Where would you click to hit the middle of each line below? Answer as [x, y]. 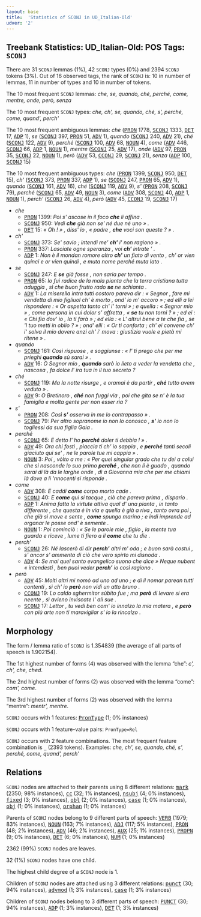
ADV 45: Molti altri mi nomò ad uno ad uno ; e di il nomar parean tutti [109, 580]
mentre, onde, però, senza [39, 100]
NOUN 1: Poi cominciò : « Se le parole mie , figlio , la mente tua [100, 529]
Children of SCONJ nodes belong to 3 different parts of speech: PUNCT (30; [97, 901]
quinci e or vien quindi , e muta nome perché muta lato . [93, 262]
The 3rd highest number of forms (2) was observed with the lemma [89, 699]
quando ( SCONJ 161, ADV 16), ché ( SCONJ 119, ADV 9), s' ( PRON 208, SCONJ [97, 186]
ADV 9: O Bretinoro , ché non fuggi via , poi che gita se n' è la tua [104, 395]
